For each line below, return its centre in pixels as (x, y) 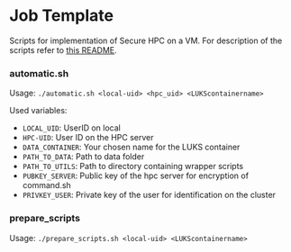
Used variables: (38, 111)
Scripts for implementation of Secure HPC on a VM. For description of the (146, 40)
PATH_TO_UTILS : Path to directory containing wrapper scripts (133, 166)
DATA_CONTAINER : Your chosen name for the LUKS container (131, 147)
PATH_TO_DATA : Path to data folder (83, 157)
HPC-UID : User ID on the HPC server (88, 138)
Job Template (62, 16)
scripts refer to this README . (63, 49)
